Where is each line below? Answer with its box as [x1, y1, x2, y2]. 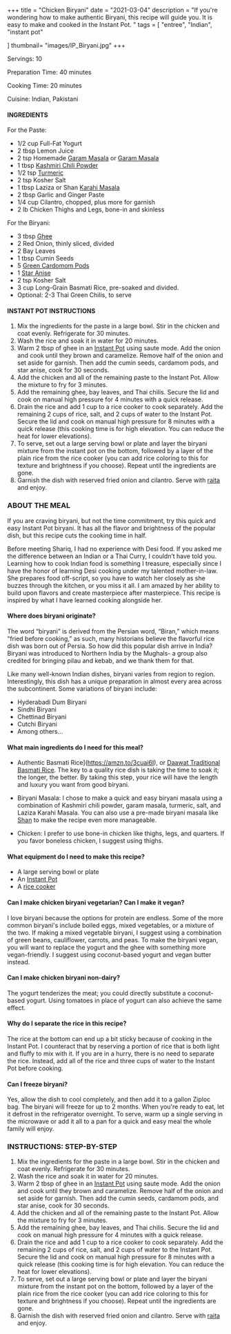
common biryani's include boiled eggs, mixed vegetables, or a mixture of [7, 921, 214, 929]
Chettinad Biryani [17, 712, 67, 721]
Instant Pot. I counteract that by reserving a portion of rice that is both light [7, 1042, 220, 1050]
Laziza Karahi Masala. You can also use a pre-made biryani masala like [17, 808, 219, 817]
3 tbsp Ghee [17, 232, 53, 240]
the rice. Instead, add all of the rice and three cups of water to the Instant [7, 1056, 215, 1065]
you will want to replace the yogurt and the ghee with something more [7, 943, 207, 951]
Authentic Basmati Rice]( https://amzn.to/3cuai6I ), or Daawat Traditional [17, 759, 221, 767]
